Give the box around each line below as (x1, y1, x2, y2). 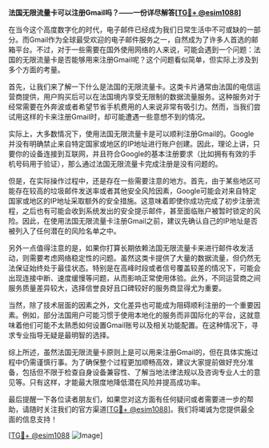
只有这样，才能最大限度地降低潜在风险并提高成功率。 (29, 377, 205, 387)
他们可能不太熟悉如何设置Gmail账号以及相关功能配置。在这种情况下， (22, 321, 252, 329)
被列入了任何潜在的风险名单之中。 (8, 226, 121, 236)
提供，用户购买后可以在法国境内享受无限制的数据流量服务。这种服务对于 (22, 92, 261, 101)
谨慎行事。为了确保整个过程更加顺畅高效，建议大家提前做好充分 (35, 357, 247, 367)
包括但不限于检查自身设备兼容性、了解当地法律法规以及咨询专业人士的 (22, 368, 254, 377)
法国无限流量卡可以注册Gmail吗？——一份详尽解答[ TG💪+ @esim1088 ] (8, 8, 242, 17)
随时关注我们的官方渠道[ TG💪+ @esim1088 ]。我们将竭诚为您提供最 (29, 405, 248, 414)
